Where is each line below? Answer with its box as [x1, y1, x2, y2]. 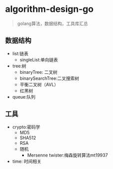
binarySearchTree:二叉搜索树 [19, 75, 79, 81]
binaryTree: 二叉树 [19, 69, 58, 75]
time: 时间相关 [12, 158, 42, 164]
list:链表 [12, 51, 29, 56]
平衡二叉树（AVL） [19, 81, 58, 87]
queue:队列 [12, 94, 36, 100]
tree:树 [12, 63, 26, 69]
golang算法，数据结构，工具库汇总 [17, 20, 88, 26]
